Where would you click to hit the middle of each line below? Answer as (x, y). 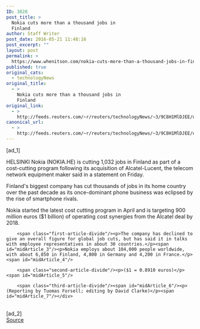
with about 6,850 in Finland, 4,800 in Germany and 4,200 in (84, 254)
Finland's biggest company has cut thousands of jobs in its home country (96, 186)
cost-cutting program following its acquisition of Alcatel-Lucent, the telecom (100, 168)
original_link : (25, 106)
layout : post (22, 51)
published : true (26, 67)
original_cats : (25, 73)
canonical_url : (25, 123)
